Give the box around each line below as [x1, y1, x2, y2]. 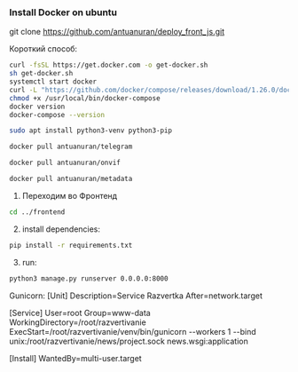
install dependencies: [21, 224, 100, 234]
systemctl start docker [9, 77, 98, 86]
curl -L [9, 85, 38, 94]
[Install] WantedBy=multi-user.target [9, 352, 142, 363]
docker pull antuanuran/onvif [9, 158, 122, 168]
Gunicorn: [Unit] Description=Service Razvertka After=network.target [9, 290, 263, 301]
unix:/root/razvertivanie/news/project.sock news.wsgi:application [9, 336, 248, 346]
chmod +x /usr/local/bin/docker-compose [9, 93, 161, 103]
